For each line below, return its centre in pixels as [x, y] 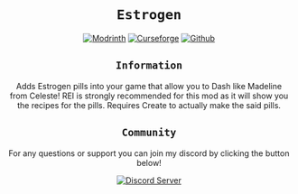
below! [149, 162]
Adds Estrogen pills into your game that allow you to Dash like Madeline [149, 86]
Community [149, 133]
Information [149, 65]
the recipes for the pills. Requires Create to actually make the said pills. [149, 105]
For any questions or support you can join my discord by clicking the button [149, 153]
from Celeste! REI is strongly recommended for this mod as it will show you [149, 96]
